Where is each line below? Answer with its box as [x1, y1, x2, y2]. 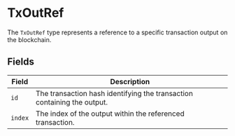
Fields [7, 56, 35, 68]
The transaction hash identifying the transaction [35, 88, 194, 98]
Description [110, 76, 150, 86]
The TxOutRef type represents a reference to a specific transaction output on [7, 28, 228, 36]
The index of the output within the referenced [35, 109, 185, 118]
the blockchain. [7, 35, 52, 43]
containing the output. [35, 97, 108, 107]
